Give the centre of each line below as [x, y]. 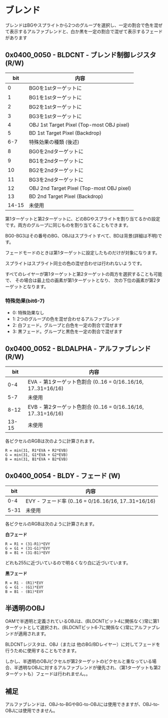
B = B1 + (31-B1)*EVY [28, 553]
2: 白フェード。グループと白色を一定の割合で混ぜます [67, 325]
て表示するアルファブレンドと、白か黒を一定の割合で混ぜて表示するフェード [84, 31]
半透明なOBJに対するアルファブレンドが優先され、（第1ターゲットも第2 [87, 668]
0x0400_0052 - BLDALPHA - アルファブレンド [78, 349]
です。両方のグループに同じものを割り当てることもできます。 [68, 225]
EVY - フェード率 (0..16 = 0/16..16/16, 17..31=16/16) [91, 501]
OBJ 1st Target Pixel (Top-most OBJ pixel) [79, 125]
